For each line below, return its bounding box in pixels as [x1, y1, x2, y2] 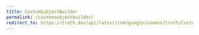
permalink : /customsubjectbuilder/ [6, 14, 94, 20]
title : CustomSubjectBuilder [6, 8, 78, 15]
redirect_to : [6, 20, 38, 26]
